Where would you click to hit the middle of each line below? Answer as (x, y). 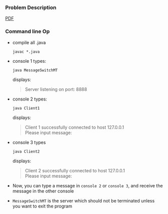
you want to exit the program (42, 206)
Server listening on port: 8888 (56, 89)
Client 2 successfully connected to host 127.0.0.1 (75, 170)
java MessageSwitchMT (35, 70)
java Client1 (26, 108)
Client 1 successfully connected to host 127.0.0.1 (74, 127)
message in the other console (43, 191)
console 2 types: (30, 99)
